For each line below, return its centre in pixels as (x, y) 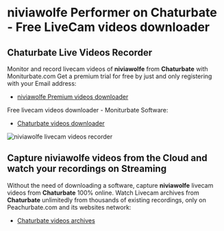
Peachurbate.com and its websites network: (69, 207)
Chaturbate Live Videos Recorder (80, 52)
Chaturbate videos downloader (61, 123)
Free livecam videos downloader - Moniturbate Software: (88, 110)
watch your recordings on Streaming (87, 169)
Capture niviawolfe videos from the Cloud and (107, 158)
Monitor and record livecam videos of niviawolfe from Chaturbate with (108, 69)
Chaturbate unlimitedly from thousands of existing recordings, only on (107, 199)
